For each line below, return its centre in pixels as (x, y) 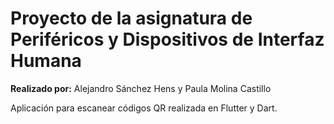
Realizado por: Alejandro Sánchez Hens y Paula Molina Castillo (141, 88)
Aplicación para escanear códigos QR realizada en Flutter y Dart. (144, 108)
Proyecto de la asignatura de (131, 18)
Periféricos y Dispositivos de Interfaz (167, 39)
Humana (46, 61)
